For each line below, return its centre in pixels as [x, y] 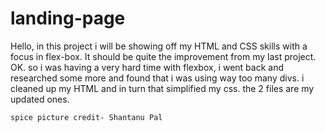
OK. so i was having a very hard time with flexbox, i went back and [147, 67]
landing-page [68, 18]
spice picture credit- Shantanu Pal [86, 117]
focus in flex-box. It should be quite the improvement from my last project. [163, 56]
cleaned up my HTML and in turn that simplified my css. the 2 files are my [162, 88]
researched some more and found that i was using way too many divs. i [157, 78]
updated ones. [40, 99]
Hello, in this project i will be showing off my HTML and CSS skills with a [159, 46]
